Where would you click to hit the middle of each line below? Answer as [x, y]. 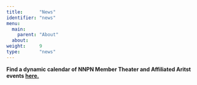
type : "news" [31, 52]
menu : [13, 23]
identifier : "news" [31, 18]
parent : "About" [38, 35]
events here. [23, 76]
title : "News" [31, 12]
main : [19, 29]
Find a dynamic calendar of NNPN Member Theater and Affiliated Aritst [99, 69]
